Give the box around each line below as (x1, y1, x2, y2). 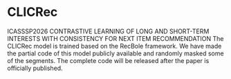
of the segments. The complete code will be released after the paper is (7, 56, 210, 64)
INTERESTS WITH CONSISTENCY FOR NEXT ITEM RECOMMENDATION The (7, 34, 224, 42)
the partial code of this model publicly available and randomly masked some (7, 49, 224, 58)
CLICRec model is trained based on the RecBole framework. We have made (7, 42, 222, 50)
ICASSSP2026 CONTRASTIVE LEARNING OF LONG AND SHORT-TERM (7, 27, 210, 35)
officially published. (7, 64, 64, 72)
